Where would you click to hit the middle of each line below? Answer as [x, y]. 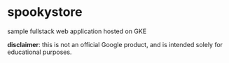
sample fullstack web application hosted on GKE [77, 31]
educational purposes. [40, 52]
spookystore [45, 12]
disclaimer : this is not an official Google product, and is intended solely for [115, 44]
